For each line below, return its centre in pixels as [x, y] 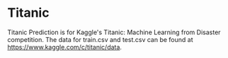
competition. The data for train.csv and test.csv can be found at [100, 39]
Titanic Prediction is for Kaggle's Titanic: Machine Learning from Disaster [114, 32]
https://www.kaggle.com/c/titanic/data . [65, 47]
